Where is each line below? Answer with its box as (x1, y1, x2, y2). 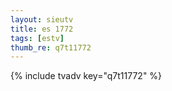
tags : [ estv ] (10, 33, 65, 43)
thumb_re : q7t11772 (10, 42, 92, 53)
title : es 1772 (10, 24, 74, 34)
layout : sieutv (10, 14, 74, 25)
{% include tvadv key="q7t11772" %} (10, 70, 163, 82)
